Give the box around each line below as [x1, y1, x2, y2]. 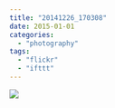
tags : [9, 47, 30, 56]
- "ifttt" [17, 64, 54, 74]
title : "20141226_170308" [9, 13, 107, 23]
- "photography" [17, 38, 79, 48]
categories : [9, 30, 54, 39]
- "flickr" [17, 55, 59, 64]
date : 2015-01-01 [9, 22, 75, 31]
